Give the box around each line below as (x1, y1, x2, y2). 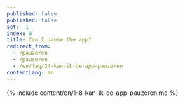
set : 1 (6, 23, 29, 30)
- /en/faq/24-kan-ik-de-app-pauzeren (13, 63, 123, 70)
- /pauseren (13, 56, 48, 63)
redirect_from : (6, 43, 51, 50)
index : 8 (6, 30, 32, 37)
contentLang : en (6, 69, 54, 76)
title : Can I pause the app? (6, 37, 92, 44)
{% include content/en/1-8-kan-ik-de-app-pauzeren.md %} (6, 89, 179, 97)
